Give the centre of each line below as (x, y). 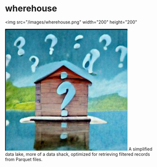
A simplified (140, 149)
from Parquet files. (24, 159)
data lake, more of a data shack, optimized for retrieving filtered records (78, 154)
